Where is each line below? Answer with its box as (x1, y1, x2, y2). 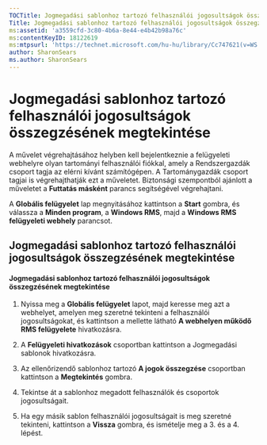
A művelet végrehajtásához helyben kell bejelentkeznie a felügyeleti (9, 150, 231, 159)
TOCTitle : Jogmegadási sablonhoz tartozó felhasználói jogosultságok (9, 11, 244, 20)
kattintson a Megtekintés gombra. (20, 372, 133, 382)
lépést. (20, 428, 44, 438)
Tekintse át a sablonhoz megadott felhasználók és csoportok (20, 388, 219, 397)
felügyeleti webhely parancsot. (9, 216, 113, 225)
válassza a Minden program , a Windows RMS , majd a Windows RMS (9, 207, 237, 217)
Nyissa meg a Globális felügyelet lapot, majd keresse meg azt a (20, 299, 231, 309)
